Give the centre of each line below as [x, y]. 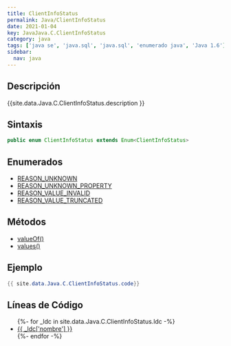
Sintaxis [25, 124]
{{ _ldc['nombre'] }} [45, 329]
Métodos [27, 222]
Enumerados [35, 162]
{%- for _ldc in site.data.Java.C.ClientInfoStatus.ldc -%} [96, 322]
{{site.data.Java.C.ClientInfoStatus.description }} [76, 103]
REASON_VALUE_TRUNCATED [60, 201]
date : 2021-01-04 [32, 26]
